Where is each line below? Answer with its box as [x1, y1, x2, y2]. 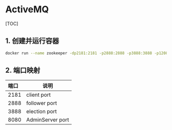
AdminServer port [26, 116, 69, 123]
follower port [26, 100, 57, 107]
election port [26, 108, 57, 115]
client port [26, 91, 51, 98]
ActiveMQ [5, 4, 49, 15]
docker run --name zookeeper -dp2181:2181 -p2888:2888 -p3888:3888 [5, 50, 153, 56]
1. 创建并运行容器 [5, 37, 59, 46]
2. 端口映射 [5, 66, 40, 75]
